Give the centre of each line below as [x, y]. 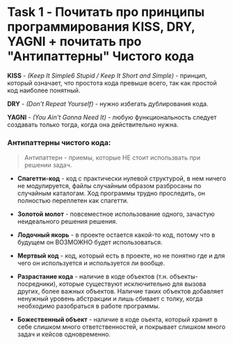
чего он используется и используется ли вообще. [91, 263]
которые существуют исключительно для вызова [132, 284]
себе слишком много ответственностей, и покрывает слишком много [121, 327]
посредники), [37, 284]
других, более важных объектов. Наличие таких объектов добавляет [120, 292]
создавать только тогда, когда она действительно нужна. [93, 124]
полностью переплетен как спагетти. [73, 201]
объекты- [184, 277]
